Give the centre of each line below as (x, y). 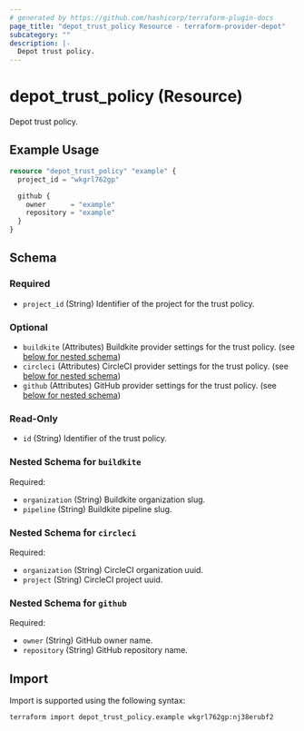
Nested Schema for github (68, 603)
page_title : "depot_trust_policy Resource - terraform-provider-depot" (147, 26)
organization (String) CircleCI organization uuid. (113, 569)
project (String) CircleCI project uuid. (93, 579)
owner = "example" (71, 204)
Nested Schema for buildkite (75, 462)
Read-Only (34, 419)
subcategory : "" (40, 35)
